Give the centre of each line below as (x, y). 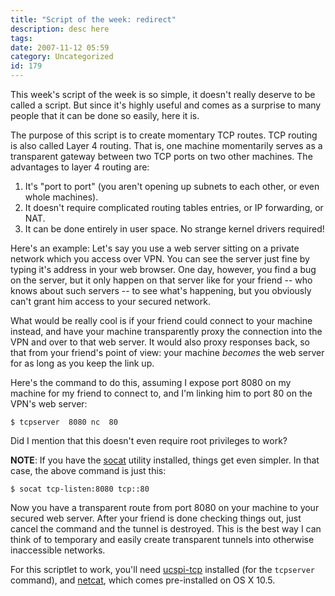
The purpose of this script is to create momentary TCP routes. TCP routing (164, 135)
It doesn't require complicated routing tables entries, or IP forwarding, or (174, 207)
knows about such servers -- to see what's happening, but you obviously (161, 290)
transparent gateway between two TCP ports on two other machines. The (161, 156)
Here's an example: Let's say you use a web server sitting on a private (155, 248)
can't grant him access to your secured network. (110, 301)
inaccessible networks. (58, 550)
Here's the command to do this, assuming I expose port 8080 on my (151, 382)
